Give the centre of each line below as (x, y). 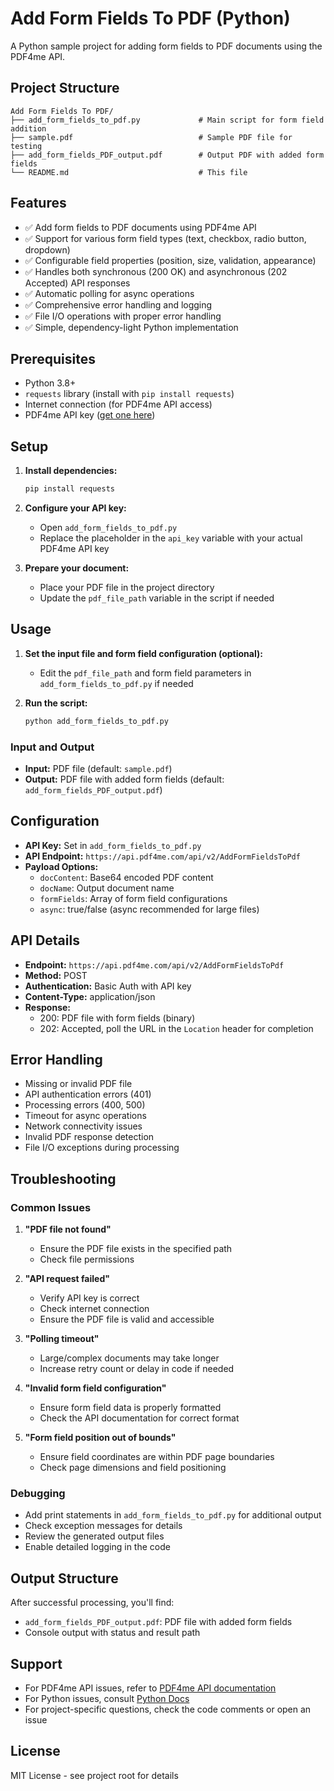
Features (38, 203)
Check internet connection (94, 1309)
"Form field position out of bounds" (100, 1438)
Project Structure (65, 88)
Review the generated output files (94, 1536)
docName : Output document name (107, 888)
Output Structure (64, 1578)
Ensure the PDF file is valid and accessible (127, 1319)
